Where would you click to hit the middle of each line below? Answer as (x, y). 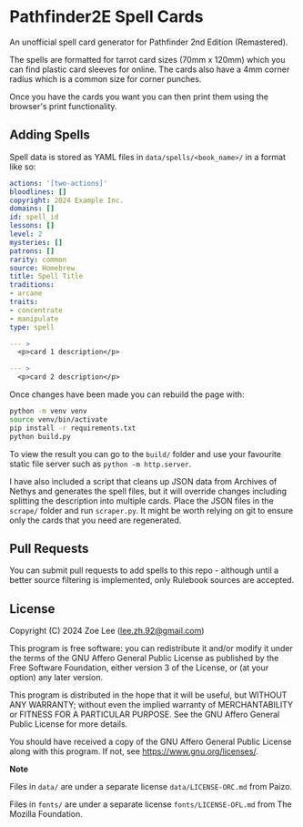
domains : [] (32, 209)
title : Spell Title (46, 276)
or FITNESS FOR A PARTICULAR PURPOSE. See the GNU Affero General (145, 715)
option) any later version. (56, 678)
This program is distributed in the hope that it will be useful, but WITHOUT (148, 695)
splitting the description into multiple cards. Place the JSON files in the (142, 500)
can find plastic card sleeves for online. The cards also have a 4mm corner (150, 69)
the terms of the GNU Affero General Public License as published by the (144, 659)
